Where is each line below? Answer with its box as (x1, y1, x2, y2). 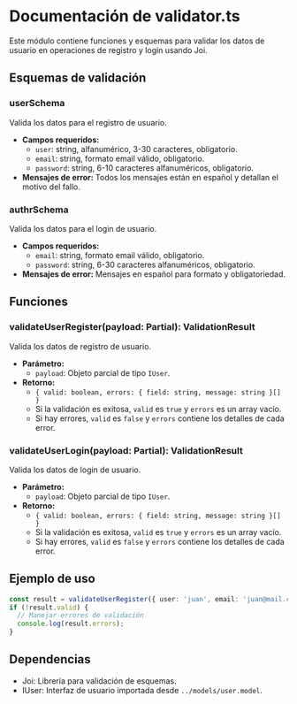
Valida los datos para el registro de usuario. (9, 117, 168, 127)
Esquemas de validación (9, 71, 147, 86)
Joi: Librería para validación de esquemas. (21, 675, 177, 686)
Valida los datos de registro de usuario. (9, 341, 152, 351)
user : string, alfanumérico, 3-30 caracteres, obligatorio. (34, 143, 238, 154)
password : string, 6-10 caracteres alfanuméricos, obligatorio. (34, 162, 255, 173)
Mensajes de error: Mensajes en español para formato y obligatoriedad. (21, 268, 286, 279)
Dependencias (9, 652, 91, 667)
